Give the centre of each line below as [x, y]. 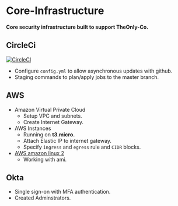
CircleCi [21, 45]
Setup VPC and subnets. [53, 116]
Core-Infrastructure [55, 11]
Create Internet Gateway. [53, 122]
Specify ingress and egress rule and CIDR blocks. [82, 147]
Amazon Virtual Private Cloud [50, 109]
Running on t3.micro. [49, 134]
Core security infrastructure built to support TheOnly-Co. [77, 27]
